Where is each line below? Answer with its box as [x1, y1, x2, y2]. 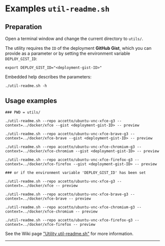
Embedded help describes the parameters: [5, 74, 92, 79]
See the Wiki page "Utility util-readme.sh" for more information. [5, 230, 134, 237]
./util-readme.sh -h [5, 83, 48, 88]
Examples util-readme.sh [5, 3, 110, 14]
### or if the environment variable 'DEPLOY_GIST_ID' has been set [5, 170, 146, 175]
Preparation [5, 23, 42, 31]
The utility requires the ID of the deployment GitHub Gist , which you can [5, 45, 152, 51]
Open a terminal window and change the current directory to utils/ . [5, 35, 143, 41]
